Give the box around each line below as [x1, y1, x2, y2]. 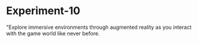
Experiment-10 [6, 4, 81, 18]
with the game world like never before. [6, 29, 100, 37]
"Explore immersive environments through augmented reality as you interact [6, 24, 192, 31]
